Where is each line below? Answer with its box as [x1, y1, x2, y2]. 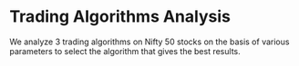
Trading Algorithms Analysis [9, 6, 231, 27]
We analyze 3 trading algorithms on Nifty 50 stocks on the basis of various [9, 36, 290, 47]
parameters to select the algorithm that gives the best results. [9, 45, 242, 56]
